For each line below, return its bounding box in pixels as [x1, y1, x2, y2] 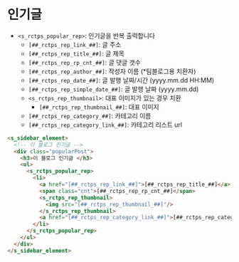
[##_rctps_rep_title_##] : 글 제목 [28, 49, 124, 58]
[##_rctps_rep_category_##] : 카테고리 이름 [28, 111, 152, 120]
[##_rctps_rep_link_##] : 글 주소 [28, 40, 122, 48]
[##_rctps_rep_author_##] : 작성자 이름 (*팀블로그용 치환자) [28, 67, 196, 75]
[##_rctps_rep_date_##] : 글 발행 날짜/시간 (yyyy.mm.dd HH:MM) [28, 75, 215, 84]
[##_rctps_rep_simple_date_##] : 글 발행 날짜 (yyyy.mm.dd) [28, 85, 199, 93]
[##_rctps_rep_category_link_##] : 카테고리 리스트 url [28, 120, 183, 129]
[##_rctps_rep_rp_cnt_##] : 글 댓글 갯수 [28, 58, 141, 66]
